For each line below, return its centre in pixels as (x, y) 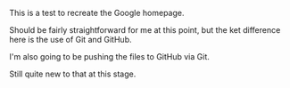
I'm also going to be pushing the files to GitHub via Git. (109, 56)
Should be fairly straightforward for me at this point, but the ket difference (145, 30)
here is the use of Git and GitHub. (70, 40)
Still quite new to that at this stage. (73, 74)
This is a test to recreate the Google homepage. (97, 13)
